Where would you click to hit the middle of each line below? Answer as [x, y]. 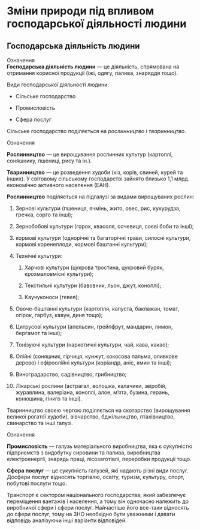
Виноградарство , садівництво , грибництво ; [71, 374]
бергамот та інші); [39, 333]
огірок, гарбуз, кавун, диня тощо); [59, 315]
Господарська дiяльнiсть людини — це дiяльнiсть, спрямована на [93, 67]
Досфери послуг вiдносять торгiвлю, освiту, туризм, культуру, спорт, [96, 477]
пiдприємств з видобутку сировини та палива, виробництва [84, 453]
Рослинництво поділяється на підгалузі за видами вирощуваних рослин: [101, 197]
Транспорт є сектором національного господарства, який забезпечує [96, 495]
